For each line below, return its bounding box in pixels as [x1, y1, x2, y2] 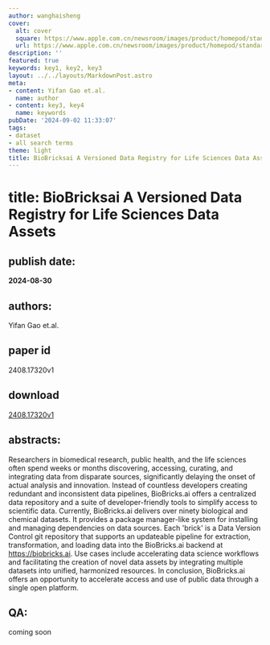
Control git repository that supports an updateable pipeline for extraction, [8, 532, 251, 541]
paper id [8, 343, 51, 358]
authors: [8, 299, 52, 313]
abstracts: [8, 433, 62, 447]
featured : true [8, 57, 59, 65]
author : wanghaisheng [8, 11, 81, 20]
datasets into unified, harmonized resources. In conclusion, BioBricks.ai [8, 565, 245, 575]
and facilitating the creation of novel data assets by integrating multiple [8, 557, 243, 567]
